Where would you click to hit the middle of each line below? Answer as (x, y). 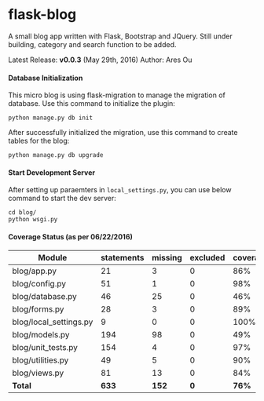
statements (123, 257)
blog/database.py (44, 296)
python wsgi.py (33, 220)
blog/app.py (35, 271)
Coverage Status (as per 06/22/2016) (71, 236)
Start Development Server (52, 172)
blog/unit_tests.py (45, 347)
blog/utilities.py (40, 360)
